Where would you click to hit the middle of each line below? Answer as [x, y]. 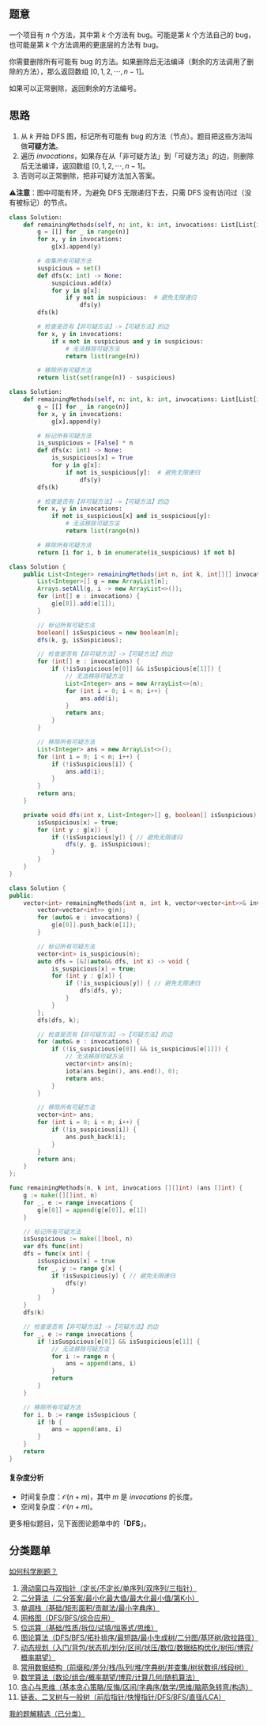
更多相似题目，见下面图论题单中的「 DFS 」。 [80, 1523]
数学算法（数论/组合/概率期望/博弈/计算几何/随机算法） [110, 1677]
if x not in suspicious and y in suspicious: [127, 341]
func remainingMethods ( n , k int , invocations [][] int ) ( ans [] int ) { [126, 1188]
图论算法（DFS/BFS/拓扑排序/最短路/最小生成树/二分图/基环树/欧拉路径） [139, 1637]
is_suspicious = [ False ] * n [85, 443]
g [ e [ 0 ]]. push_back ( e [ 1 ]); [94, 925]
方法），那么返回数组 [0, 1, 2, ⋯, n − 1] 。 [85, 71]
